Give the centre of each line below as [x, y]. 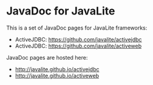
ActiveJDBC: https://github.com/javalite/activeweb [78, 46]
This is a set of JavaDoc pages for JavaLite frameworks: [77, 28]
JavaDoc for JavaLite [61, 11]
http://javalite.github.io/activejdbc [57, 69]
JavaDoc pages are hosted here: [47, 57]
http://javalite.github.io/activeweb [57, 75]
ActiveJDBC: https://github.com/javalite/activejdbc [78, 39]
